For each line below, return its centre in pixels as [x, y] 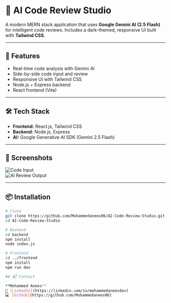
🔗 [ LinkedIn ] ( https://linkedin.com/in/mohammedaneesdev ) [67, 291]
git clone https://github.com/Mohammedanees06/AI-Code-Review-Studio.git [85, 216]
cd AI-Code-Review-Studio [33, 221]
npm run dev [18, 267]
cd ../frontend [21, 258]
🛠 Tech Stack [27, 112]
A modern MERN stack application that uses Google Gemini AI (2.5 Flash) [83, 24]
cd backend [17, 235]
